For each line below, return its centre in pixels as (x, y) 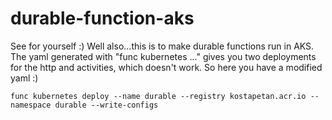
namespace (31, 105)
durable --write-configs (106, 105)
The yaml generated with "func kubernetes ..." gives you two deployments (163, 56)
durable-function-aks (102, 18)
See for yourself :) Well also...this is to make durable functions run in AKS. (162, 46)
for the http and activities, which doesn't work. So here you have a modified (166, 67)
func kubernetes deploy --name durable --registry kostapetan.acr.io (158, 96)
